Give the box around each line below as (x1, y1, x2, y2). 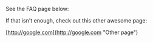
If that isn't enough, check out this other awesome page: (5, 17, 147, 24)
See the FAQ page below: (5, 5, 69, 12)
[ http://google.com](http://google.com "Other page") (5, 29, 138, 36)
